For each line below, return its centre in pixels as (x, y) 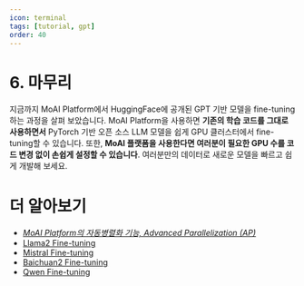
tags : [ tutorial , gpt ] (52, 26)
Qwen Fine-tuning (56, 272)
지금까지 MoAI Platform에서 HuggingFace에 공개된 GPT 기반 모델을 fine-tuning (152, 109)
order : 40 (28, 35)
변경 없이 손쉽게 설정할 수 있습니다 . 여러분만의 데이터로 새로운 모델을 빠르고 (151, 154)
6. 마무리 (41, 82)
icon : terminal (38, 18)
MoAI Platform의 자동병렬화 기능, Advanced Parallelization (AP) (139, 233)
